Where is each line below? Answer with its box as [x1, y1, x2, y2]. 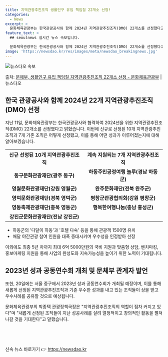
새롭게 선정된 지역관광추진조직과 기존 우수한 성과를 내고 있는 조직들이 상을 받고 [5, 287, 159, 293]
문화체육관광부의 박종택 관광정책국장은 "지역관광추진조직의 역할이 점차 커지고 [5, 303, 156, 310]
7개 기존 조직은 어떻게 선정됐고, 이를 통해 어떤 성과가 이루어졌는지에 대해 [18, 132, 160, 138]
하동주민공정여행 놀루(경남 [88, 168, 147, 175]
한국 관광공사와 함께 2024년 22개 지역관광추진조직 [5, 96, 153, 105]
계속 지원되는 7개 [87, 151, 126, 158]
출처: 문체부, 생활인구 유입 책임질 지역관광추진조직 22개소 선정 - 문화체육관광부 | [5, 73, 162, 80]
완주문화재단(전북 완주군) [94, 185, 151, 192]
